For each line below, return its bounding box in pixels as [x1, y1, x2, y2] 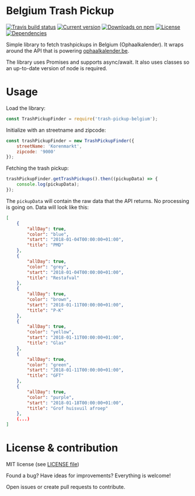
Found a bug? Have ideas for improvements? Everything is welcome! [6, 472, 171, 479]
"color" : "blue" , [27, 231, 69, 237]
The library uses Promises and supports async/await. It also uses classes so [6, 58, 190, 66]
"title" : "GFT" [27, 373, 64, 378]
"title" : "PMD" [27, 242, 64, 248]
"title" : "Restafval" [27, 275, 80, 281]
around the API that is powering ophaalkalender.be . [6, 47, 130, 54]
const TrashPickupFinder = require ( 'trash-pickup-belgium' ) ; [6, 116, 158, 122]
